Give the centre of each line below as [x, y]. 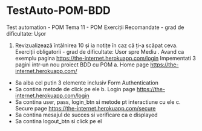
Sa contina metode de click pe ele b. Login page [75, 89]
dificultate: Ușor [26, 33]
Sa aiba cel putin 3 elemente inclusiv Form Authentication [86, 83]
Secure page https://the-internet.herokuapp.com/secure [85, 108]
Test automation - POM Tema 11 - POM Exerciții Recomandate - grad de [95, 27]
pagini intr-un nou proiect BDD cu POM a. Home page [82, 65]
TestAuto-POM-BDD [58, 11]
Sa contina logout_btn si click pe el [58, 121]
